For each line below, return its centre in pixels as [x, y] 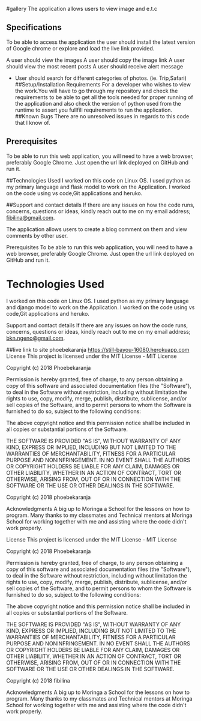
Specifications [34, 27]
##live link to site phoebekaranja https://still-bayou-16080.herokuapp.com [98, 349]
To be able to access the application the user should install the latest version [101, 42]
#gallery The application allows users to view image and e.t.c [82, 9]
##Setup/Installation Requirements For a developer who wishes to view [103, 84]
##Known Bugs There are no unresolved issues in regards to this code [102, 116]
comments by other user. [37, 235]
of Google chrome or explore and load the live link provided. [80, 48]
